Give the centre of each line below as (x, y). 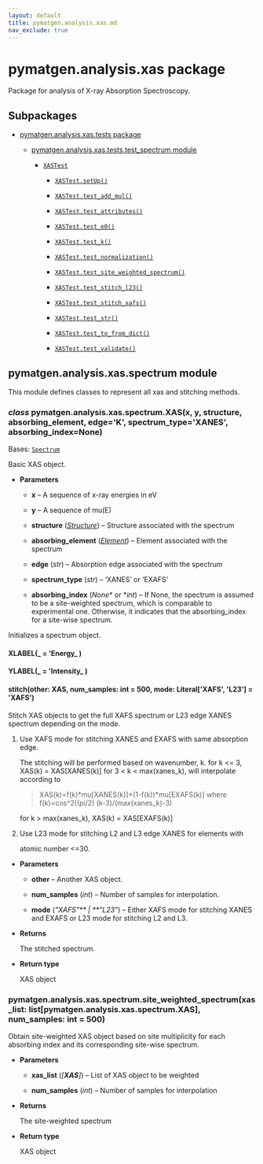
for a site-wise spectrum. (72, 620)
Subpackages (42, 115)
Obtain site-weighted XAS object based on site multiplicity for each (117, 1036)
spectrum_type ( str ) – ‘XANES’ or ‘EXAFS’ (100, 580)
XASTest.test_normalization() (104, 258)
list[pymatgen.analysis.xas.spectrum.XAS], (115, 1009)
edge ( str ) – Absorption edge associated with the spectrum (127, 565)
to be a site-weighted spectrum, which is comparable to (122, 603)
